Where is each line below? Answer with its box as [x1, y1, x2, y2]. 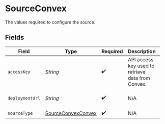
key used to [127, 62, 155, 69]
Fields [5, 33, 25, 42]
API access [127, 56, 154, 63]
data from [127, 74, 151, 81]
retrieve [127, 68, 146, 75]
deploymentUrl [7, 95, 41, 101]
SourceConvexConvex [45, 110, 97, 117]
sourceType [7, 111, 33, 116]
